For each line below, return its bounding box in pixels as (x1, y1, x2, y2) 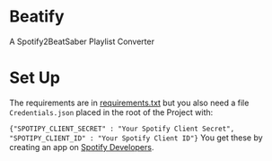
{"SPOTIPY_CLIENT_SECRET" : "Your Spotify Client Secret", (9, 124, 235, 133)
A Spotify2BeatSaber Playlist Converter (9, 36, 155, 47)
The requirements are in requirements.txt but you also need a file (9, 97, 250, 108)
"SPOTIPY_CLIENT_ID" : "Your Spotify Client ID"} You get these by (9, 132, 263, 143)
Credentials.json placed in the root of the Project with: (9, 106, 214, 118)
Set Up (9, 67, 61, 88)
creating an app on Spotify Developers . (9, 141, 154, 152)
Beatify (9, 6, 65, 27)
